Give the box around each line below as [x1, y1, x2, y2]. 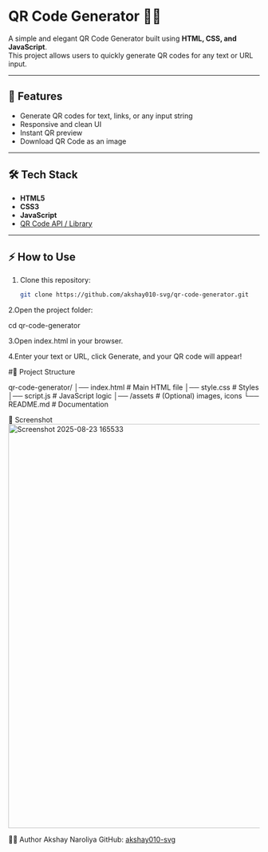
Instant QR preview [19, 128, 83, 137]
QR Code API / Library [19, 219, 93, 228]
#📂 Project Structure [8, 367, 76, 377]
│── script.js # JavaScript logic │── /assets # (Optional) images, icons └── [8, 391, 259, 401]
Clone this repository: [19, 275, 91, 285]
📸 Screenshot [8, 415, 53, 425]
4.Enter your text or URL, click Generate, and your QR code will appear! [8, 351, 242, 362]
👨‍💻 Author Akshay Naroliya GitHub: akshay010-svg [8, 834, 176, 845]
